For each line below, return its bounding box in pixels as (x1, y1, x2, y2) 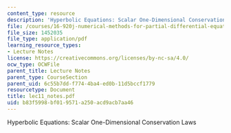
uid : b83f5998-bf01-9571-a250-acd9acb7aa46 (7, 99, 134, 106)
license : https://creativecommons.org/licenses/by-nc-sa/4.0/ (7, 55, 189, 62)
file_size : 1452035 (7, 29, 63, 36)
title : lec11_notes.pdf (7, 93, 76, 100)
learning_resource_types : (7, 42, 81, 49)
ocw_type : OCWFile (7, 61, 60, 68)
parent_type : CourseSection (7, 73, 88, 81)
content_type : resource (7, 10, 76, 17)
